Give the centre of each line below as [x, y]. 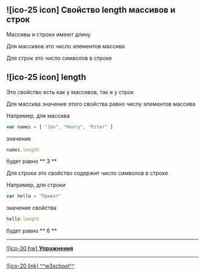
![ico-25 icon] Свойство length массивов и [91, 10]
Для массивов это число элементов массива [66, 46]
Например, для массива [38, 116]
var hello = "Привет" [34, 196]
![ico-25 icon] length [46, 77]
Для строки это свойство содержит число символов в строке [87, 173]
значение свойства [31, 208]
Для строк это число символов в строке [59, 58]
